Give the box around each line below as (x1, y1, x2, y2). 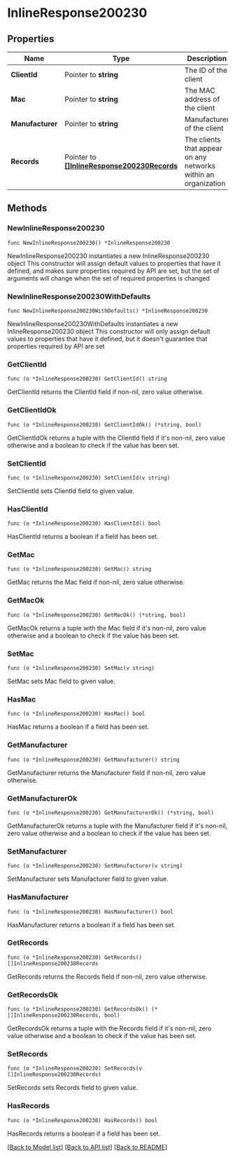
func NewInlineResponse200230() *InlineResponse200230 (7, 239, 171, 246)
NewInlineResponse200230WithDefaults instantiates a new (7, 319, 178, 328)
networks (184, 161, 215, 170)
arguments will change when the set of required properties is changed (7, 274, 210, 282)
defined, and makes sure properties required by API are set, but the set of (7, 267, 220, 275)
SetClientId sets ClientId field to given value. (7, 486, 135, 495)
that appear (184, 144, 222, 153)
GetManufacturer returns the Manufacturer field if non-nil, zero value (7, 768, 206, 776)
